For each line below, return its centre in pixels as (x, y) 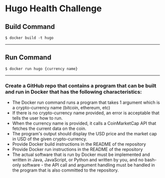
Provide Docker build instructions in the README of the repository (79, 144)
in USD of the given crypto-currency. (50, 139)
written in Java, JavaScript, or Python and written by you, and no (78, 160)
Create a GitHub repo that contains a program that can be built (81, 85)
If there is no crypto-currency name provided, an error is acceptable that (86, 113)
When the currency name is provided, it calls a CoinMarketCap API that (84, 124)
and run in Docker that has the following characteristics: (74, 92)
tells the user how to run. (37, 118)
